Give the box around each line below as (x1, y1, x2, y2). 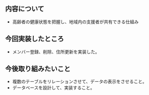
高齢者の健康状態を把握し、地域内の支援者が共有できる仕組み (12, 19, 139, 25)
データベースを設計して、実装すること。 (12, 85, 95, 91)
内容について (5, 4, 45, 13)
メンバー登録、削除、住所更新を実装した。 (12, 48, 100, 54)
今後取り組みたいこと (5, 65, 71, 73)
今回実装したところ (5, 35, 64, 43)
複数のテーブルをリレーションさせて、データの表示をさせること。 (12, 79, 147, 85)
